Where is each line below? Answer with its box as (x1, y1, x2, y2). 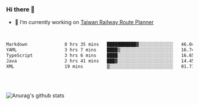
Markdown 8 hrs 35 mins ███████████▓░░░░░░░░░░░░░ (6, 41, 174, 48)
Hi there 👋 (6, 5, 36, 14)
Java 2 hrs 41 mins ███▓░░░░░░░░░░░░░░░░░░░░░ (6, 58, 174, 64)
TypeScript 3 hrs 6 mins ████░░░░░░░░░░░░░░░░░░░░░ (6, 52, 174, 58)
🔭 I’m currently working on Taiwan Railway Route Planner (14, 19, 154, 26)
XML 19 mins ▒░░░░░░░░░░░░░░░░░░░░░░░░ (6, 63, 174, 70)
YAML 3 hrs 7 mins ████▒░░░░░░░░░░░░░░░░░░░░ (6, 47, 174, 53)
